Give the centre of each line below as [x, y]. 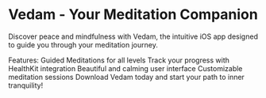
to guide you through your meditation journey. [83, 44]
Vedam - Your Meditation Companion [133, 15]
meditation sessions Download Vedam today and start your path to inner [126, 77]
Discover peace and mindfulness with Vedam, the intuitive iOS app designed [133, 36]
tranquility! [26, 85]
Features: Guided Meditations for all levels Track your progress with [119, 60]
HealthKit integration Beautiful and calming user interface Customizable [125, 68]
